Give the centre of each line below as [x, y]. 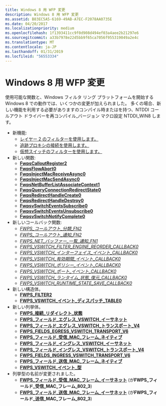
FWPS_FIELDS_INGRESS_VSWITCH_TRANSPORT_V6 [75, 356]
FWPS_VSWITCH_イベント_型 [51, 368]
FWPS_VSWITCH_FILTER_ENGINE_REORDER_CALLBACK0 [79, 247]
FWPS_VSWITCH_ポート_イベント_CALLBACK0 [68, 271]
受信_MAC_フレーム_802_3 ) [64, 386]
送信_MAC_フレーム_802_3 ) [64, 399]
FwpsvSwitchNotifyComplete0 [52, 216]
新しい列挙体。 [28, 307]
